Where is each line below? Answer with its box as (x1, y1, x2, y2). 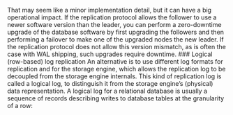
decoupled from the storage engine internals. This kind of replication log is (7, 72, 222, 80)
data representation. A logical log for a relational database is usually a (7, 87, 208, 95)
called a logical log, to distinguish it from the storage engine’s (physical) (7, 80, 213, 87)
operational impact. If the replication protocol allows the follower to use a (7, 13, 217, 21)
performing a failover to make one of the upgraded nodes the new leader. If (7, 35, 225, 44)
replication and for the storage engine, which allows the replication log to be (7, 65, 226, 73)
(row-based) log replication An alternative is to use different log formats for (7, 57, 223, 65)
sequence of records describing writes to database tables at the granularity (7, 94, 225, 103)
